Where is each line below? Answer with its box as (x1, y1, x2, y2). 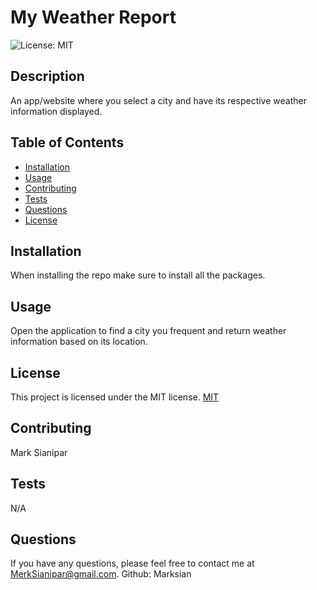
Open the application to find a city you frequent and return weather (10, 325, 287, 337)
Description (10, 68, 85, 85)
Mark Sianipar (10, 446, 68, 458)
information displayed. (10, 105, 103, 117)
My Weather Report (10, 6, 177, 29)
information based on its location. (10, 336, 148, 348)
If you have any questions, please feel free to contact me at (10, 557, 255, 570)
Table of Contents (10, 134, 125, 151)
